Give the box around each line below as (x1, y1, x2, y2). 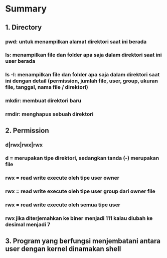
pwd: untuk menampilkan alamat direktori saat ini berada (5, 38, 147, 45)
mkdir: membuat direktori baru (5, 97, 82, 104)
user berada (5, 58, 36, 65)
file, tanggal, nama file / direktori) (5, 84, 89, 91)
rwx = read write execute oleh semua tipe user (5, 201, 120, 208)
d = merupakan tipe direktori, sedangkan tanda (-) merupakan (5, 155, 159, 162)
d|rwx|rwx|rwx (5, 141, 43, 148)
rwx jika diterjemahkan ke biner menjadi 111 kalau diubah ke (5, 215, 153, 222)
